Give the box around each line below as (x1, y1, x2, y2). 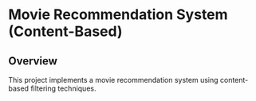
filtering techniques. (30, 84, 96, 93)
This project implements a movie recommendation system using (8, 76, 219, 84)
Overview (8, 54, 58, 68)
